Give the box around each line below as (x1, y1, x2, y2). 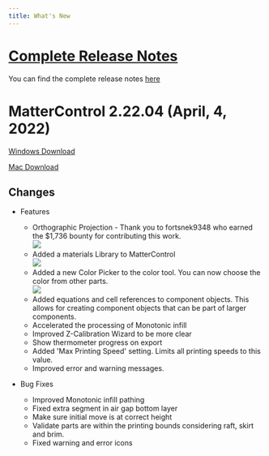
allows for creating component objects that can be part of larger (32, 303, 247, 313)
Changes (8, 185, 55, 199)
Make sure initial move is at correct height (32, 412, 173, 422)
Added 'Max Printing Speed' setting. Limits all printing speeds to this (32, 346, 261, 356)
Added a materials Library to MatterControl (32, 249, 176, 260)
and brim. (32, 429, 65, 439)
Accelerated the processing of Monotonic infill (32, 320, 187, 330)
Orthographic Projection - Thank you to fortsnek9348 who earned (32, 222, 254, 232)
